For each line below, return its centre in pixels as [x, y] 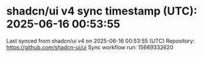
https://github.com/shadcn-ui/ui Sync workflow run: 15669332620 [90, 47]
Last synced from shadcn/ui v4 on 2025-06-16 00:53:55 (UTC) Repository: [101, 41]
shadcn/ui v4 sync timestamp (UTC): [102, 11]
